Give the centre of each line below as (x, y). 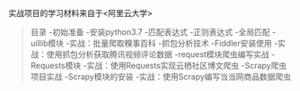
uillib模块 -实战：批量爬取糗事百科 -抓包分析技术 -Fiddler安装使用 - (154, 43)
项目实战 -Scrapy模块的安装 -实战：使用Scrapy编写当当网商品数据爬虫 (161, 77)
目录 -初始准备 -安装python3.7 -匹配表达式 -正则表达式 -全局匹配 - (153, 32)
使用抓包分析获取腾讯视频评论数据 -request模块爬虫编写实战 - (161, 54)
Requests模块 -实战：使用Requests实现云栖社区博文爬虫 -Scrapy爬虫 (159, 66)
